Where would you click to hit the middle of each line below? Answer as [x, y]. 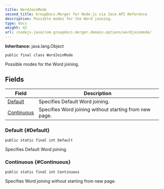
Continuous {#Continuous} [38, 162]
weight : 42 [16, 28]
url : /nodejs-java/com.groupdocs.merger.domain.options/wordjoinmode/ [78, 32]
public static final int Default [39, 140]
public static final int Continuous [42, 172]
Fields [15, 79]
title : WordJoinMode [26, 10]
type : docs [16, 23]
